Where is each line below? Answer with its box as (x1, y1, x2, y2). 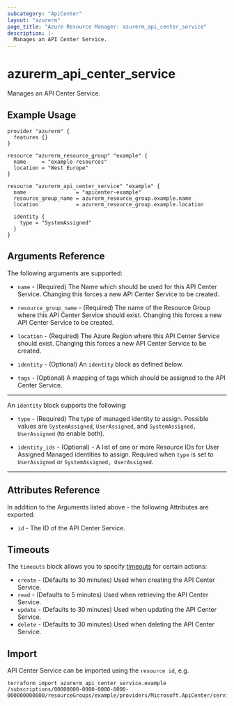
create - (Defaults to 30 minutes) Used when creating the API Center (17, 576, 215, 584)
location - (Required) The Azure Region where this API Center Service (17, 332, 220, 340)
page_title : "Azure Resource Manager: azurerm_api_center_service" (7, 23, 208, 30)
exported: (7, 510, 36, 519)
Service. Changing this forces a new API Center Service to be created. (17, 290, 219, 298)
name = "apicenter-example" (13, 189, 141, 196)
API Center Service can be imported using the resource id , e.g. (7, 666, 189, 675)
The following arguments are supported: (7, 269, 123, 277)
